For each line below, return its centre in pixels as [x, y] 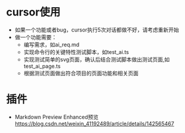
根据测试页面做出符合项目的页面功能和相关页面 [81, 73]
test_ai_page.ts [42, 66]
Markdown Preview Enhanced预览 [57, 117]
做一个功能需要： [36, 37]
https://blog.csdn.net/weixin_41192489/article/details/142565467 [94, 123]
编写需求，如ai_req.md [51, 45]
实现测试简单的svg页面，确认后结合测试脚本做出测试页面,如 [97, 59]
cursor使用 [33, 12]
